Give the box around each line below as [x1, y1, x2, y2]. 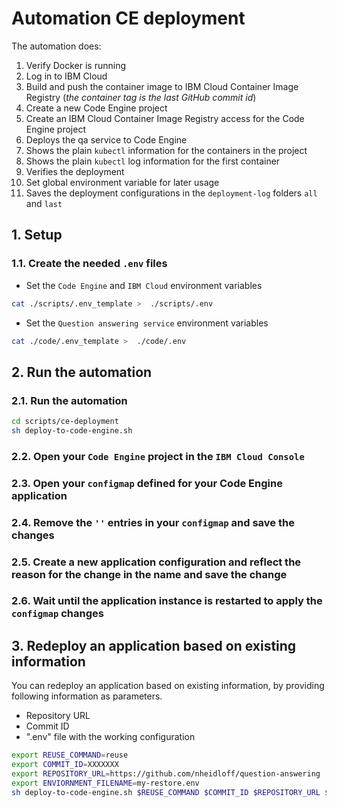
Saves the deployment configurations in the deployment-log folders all [25, 187, 318, 199]
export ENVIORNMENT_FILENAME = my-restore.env [11, 778, 200, 788]
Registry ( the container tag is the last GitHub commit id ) [25, 91, 257, 103]
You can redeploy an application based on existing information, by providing [11, 680, 325, 692]
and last [25, 197, 63, 209]
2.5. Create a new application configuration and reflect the [11, 555, 302, 569]
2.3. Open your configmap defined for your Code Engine [11, 476, 283, 490]
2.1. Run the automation [11, 393, 128, 407]
